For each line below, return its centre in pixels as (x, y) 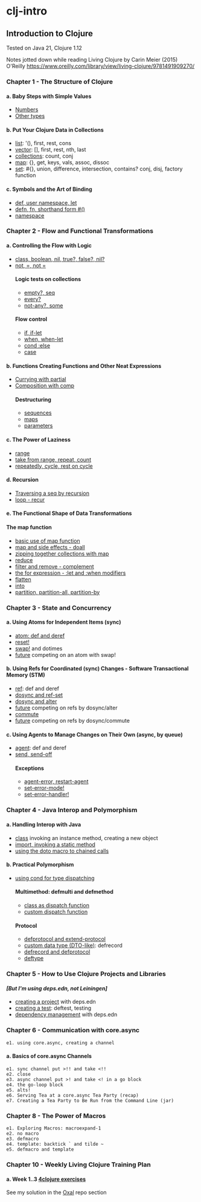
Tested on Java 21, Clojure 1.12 (44, 48)
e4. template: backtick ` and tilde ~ (55, 1144)
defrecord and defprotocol (57, 952)
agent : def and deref (40, 748)
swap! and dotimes (39, 648)
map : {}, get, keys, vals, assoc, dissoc (62, 163)
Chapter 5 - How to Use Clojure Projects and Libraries (86, 974)
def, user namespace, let (46, 202)
